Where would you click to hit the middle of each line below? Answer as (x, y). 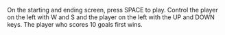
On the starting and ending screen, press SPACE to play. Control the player (113, 10)
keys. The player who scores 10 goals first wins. (75, 24)
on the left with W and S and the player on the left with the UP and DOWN (111, 17)
